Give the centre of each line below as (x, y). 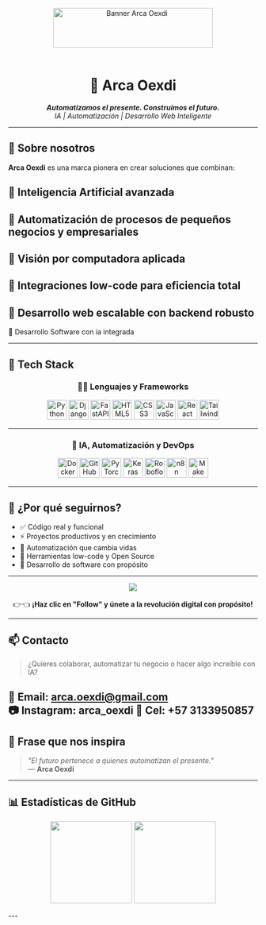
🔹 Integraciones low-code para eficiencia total (125, 286)
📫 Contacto (38, 640)
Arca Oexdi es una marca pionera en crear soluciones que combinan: (122, 168)
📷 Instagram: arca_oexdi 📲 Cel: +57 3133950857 (131, 711)
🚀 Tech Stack (41, 364)
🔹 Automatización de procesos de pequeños (120, 220)
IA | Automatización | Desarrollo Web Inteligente (133, 116)
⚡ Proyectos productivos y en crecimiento (88, 536)
